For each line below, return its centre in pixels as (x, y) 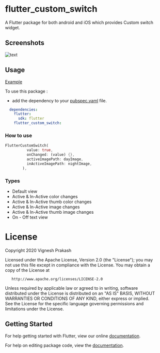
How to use (19, 135)
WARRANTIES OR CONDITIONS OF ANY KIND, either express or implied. (77, 298)
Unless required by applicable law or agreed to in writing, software (72, 288)
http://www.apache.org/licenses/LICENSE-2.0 (57, 279)
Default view (24, 191)
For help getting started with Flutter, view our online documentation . (73, 336)
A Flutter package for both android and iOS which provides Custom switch (79, 22)
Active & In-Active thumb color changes (52, 202)
